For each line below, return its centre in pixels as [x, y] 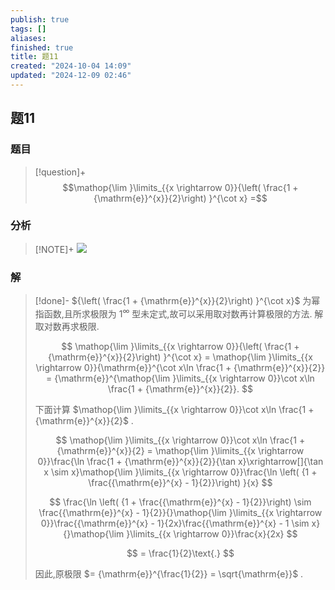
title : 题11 [34, 57]
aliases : [28, 38]
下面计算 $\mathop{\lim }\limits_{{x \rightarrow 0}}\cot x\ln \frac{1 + [174, 409]
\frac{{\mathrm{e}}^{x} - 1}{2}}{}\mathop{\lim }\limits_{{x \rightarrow [180, 512]
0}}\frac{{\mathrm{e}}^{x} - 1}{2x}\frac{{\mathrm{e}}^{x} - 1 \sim [175, 523]
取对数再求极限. [67, 326]
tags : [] [28, 29]
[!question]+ [60, 172]
